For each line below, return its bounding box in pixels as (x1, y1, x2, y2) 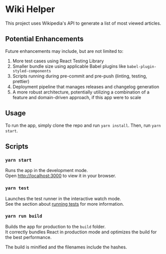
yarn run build (5, 213, 43, 219)
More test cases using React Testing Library (12, 58, 104, 64)
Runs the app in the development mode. (5, 167, 88, 174)
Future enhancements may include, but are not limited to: (5, 48, 124, 54)
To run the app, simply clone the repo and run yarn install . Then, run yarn (5, 122, 161, 128)
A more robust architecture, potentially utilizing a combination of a (12, 89, 150, 95)
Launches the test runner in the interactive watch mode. (5, 195, 122, 202)
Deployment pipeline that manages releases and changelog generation (12, 83, 159, 90)
